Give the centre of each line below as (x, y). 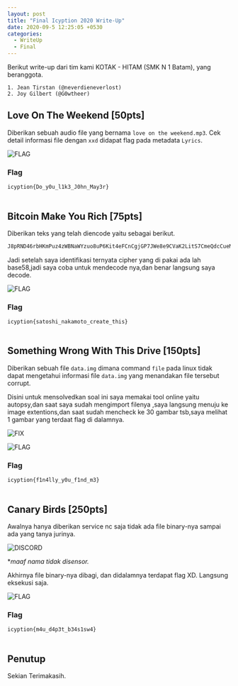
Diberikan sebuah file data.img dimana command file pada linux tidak (110, 368)
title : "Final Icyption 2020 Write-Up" (66, 21)
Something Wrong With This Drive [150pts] (104, 351)
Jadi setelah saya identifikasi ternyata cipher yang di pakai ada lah (104, 260)
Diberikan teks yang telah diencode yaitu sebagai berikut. (91, 233)
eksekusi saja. (28, 583)
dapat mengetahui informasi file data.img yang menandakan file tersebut (113, 375)
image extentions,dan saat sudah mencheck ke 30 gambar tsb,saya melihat (118, 411)
